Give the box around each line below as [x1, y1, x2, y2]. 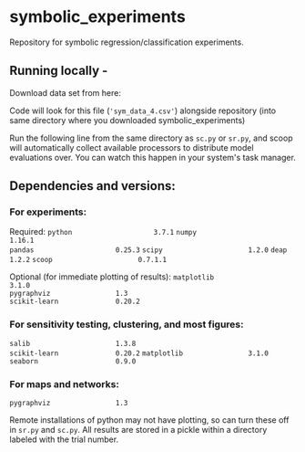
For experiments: [9, 205, 87, 218]
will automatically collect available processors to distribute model [9, 142, 254, 152]
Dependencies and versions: [9, 178, 176, 194]
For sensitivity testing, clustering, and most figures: [9, 318, 244, 331]
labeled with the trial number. [9, 434, 119, 445]
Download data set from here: [9, 87, 121, 98]
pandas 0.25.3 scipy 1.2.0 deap [9, 246, 288, 255]
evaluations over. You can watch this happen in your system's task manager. [9, 152, 296, 163]
